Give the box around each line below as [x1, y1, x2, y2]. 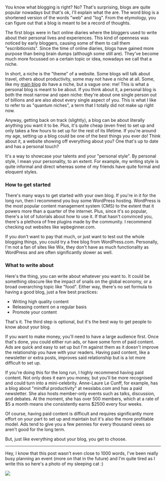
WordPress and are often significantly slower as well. [5, 250, 113, 256]
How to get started [5, 181, 51, 188]
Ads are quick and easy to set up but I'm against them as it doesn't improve [5, 344, 159, 350]
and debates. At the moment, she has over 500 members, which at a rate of [5, 396, 159, 402]
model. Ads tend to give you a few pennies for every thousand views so [5, 421, 151, 427]
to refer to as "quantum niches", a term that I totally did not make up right [5, 103, 154, 108]
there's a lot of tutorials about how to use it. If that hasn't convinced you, [5, 214, 153, 219]
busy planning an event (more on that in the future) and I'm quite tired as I [5, 455, 156, 461]
